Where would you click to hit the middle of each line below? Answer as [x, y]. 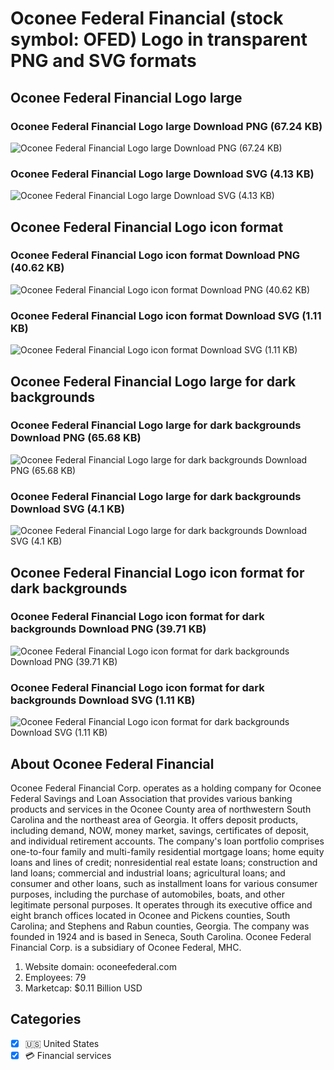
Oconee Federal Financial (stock [147, 18]
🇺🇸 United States [62, 1043]
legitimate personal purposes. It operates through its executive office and [161, 904]
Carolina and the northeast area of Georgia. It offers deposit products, [154, 819]
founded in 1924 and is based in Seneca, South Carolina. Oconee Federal [161, 936]
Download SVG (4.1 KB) [67, 509]
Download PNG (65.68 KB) [76, 438]
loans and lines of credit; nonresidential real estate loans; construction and [164, 862]
